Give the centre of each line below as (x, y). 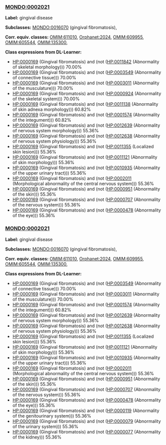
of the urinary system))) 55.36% (45, 426)
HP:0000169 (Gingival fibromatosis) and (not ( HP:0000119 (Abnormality (86, 411)
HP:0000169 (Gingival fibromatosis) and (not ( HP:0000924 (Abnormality (87, 94)
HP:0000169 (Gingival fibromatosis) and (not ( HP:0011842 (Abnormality (86, 62)
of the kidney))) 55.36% (37, 437)
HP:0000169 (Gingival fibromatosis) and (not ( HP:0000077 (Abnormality (86, 432)
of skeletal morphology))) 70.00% (47, 67)
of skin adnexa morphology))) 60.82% (52, 110)
